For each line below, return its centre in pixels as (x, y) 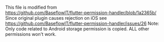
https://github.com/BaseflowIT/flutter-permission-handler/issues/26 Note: (82, 23)
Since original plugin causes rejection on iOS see (56, 18)
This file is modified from (31, 7)
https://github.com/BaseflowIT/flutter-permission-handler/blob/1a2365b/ (81, 13)
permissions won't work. (31, 34)
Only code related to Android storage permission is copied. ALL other (77, 29)
